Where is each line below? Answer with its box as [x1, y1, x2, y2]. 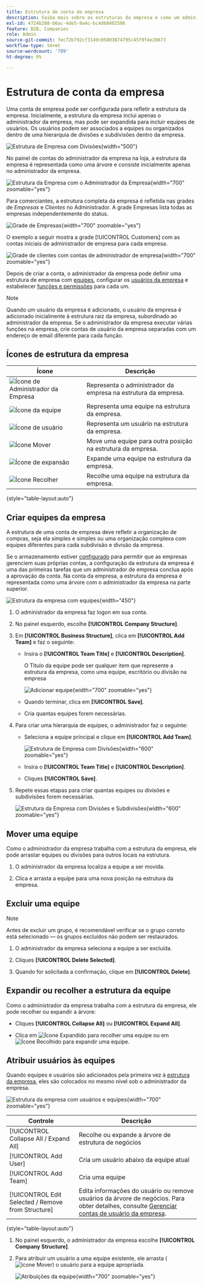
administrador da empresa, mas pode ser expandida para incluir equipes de [6, 118, 195, 125]
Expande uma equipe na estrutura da [86, 454, 192, 463]
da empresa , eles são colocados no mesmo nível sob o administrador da [6, 1078, 187, 1085]
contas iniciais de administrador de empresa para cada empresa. [6, 240, 168, 247]
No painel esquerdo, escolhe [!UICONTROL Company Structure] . [14, 621, 179, 628]
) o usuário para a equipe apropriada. [52, 1261, 145, 1268]
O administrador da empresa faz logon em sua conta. [14, 609, 148, 616]
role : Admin [6, 31, 36, 38]
